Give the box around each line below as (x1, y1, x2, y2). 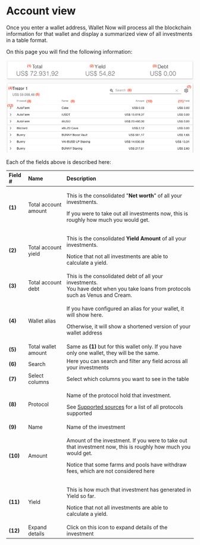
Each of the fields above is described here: (6, 158, 111, 165)
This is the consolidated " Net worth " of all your (66, 192, 183, 199)
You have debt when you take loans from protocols (66, 285, 191, 293)
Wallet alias (27, 317, 57, 324)
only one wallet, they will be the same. (66, 349, 160, 356)
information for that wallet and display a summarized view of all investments (6, 30, 193, 37)
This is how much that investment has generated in (66, 486, 192, 493)
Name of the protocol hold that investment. (66, 392, 171, 399)
